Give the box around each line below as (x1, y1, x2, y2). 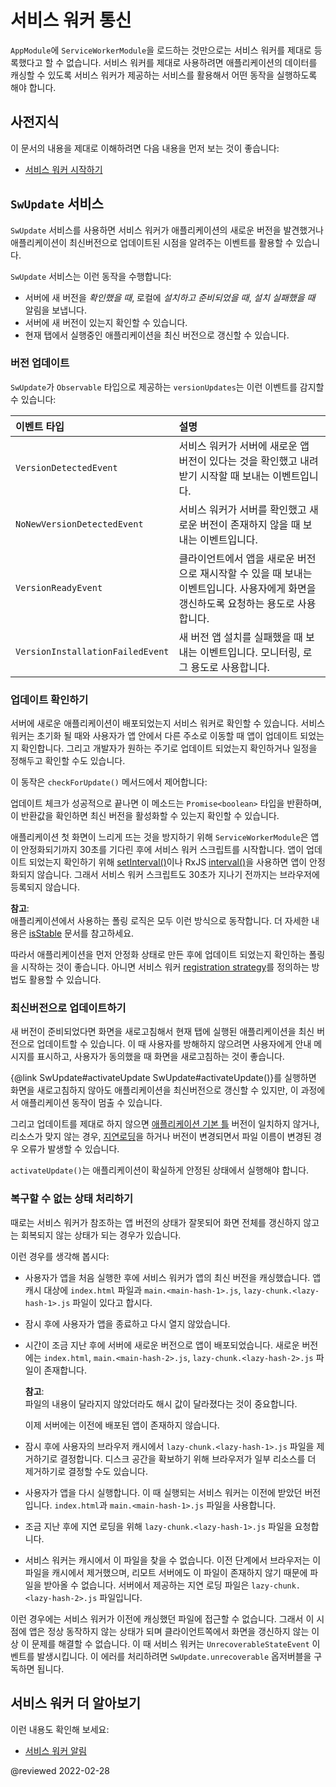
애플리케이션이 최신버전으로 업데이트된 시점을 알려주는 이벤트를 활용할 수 (10, 236, 294, 248)
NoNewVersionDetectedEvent (15, 518, 144, 530)
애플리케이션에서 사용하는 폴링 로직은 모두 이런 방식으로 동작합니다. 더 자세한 (10, 915, 310, 927)
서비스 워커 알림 (24, 1744, 87, 1756)
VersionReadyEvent (15, 582, 103, 593)
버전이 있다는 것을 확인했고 (178, 454, 298, 468)
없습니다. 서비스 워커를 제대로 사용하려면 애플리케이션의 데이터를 (66, 56, 318, 68)
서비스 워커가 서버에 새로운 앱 (178, 439, 310, 453)
